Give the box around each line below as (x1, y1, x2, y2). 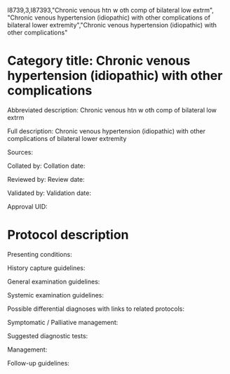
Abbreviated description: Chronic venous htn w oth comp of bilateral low (7, 105, 217, 114)
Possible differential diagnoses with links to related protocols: (7, 305, 184, 313)
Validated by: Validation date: (7, 189, 91, 197)
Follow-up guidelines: (7, 359, 70, 367)
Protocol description (7, 227, 129, 243)
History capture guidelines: (7, 263, 86, 272)
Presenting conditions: (7, 250, 72, 258)
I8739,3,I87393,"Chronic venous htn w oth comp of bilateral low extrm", (7, 6, 214, 14)
